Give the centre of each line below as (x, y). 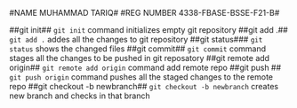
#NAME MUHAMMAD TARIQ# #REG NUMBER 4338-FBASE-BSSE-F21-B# (144, 13)
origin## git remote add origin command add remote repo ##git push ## (145, 67)
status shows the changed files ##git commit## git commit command (138, 49)
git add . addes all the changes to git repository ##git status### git (136, 39)
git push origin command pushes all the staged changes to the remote (141, 77)
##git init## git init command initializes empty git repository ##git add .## (149, 30)
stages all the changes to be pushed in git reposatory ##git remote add (139, 58)
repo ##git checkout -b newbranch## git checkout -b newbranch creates (144, 86)
